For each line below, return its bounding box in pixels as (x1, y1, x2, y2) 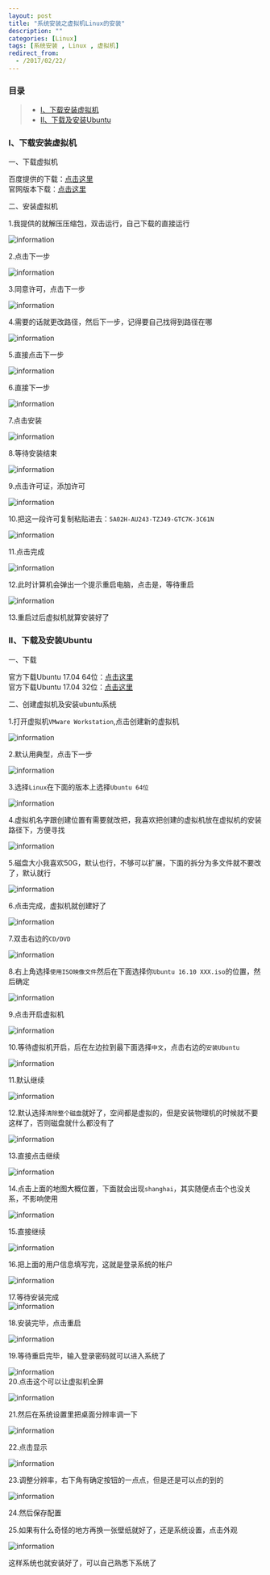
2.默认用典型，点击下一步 (8, 749, 93, 759)
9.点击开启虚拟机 (8, 1009, 64, 1019)
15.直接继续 (8, 1226, 46, 1236)
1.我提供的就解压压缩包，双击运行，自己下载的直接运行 (8, 219, 190, 229)
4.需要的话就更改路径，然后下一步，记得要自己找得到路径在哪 (8, 317, 213, 327)
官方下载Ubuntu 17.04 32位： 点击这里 (8, 682, 133, 692)
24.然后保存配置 (8, 1508, 62, 1518)
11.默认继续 (8, 1075, 45, 1084)
